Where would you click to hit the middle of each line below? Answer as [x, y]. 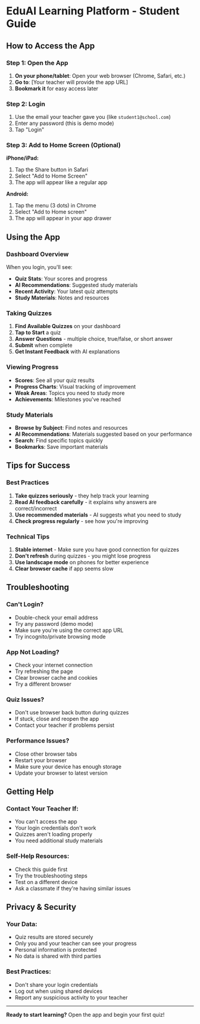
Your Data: [22, 924]
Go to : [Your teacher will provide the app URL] [71, 82]
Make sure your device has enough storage [68, 766]
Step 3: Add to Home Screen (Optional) [63, 145]
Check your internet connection [54, 665]
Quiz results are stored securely [54, 937]
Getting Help [30, 791]
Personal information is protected [56, 950]
